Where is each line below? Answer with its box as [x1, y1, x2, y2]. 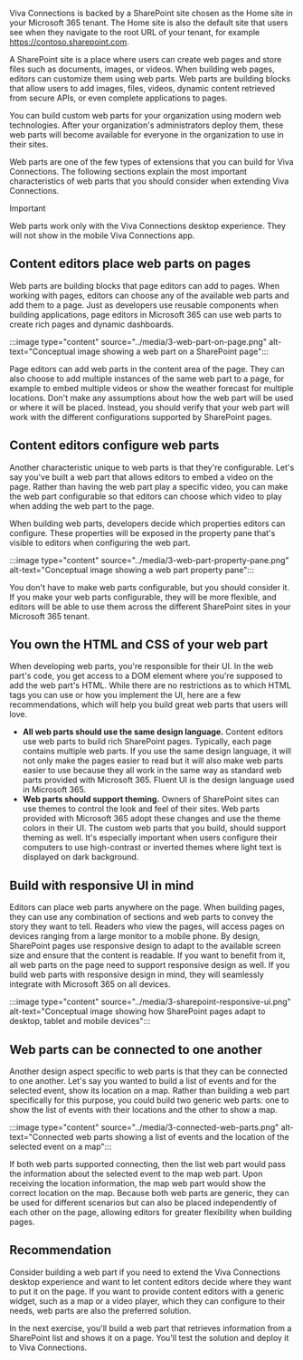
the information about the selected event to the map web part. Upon [9, 1168, 263, 1180]
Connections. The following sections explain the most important [9, 167, 247, 177]
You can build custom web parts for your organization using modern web [9, 110, 282, 120]
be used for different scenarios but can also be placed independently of [9, 1197, 278, 1208]
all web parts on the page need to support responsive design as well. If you [9, 960, 290, 971]
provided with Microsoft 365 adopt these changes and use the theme [22, 813, 281, 824]
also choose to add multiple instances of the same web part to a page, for [9, 373, 285, 384]
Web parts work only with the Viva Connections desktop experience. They [9, 221, 287, 231]
